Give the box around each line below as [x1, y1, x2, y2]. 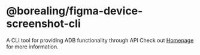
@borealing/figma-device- [6, 4, 143, 18]
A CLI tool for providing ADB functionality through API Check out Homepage [6, 36, 194, 44]
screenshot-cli [6, 17, 81, 30]
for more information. [6, 43, 59, 50]
